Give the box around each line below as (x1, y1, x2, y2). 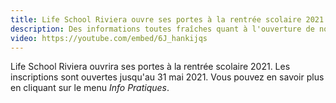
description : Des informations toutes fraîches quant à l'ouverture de (10, 24, 315, 34)
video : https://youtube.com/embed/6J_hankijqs (10, 33, 208, 43)
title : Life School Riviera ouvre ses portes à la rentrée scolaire (10, 14, 302, 25)
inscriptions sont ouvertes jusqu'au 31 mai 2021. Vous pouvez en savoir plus (10, 71, 325, 83)
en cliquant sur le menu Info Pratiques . (10, 82, 170, 94)
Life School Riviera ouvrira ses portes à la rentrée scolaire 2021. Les (10, 61, 291, 73)
